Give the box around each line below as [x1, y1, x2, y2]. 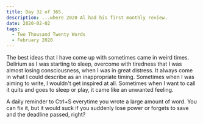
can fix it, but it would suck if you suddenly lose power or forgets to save [6, 105, 189, 111]
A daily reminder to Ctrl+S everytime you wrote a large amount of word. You [6, 98, 197, 105]
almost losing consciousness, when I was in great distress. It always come [6, 67, 193, 74]
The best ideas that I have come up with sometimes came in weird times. [6, 54, 190, 61]
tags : [6, 26, 20, 32]
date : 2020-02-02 [6, 20, 51, 26]
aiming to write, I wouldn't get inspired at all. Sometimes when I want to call [6, 80, 196, 87]
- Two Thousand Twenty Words [12, 32, 86, 38]
